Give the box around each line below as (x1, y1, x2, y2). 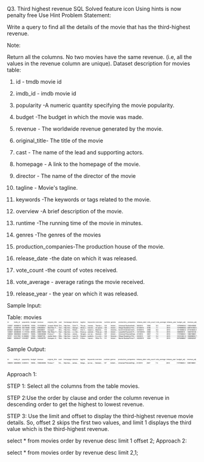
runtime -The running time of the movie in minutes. (15, 219, 143, 227)
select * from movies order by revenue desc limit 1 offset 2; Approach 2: (7, 437, 187, 444)
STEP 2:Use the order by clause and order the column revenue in (7, 394, 169, 401)
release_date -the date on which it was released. (15, 255, 138, 262)
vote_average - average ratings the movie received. (15, 278, 145, 285)
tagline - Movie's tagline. (15, 184, 78, 191)
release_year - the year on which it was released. (15, 290, 139, 297)
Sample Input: (7, 302, 42, 309)
